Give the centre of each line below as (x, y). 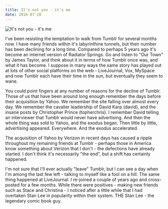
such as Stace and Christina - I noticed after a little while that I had (74, 190)
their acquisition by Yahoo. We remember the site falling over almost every (82, 101)
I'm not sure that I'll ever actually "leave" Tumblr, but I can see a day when (82, 169)
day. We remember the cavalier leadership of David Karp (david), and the (81, 107)
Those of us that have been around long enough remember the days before (83, 96)
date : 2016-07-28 (23, 15)
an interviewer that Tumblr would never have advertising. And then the (78, 117)
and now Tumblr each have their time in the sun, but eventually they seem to (84, 76)
